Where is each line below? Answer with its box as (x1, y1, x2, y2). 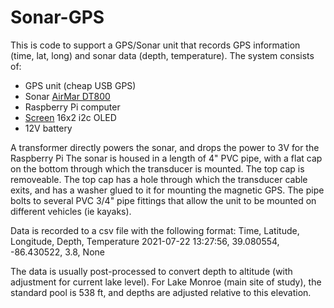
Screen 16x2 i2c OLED (24, 111, 117, 123)
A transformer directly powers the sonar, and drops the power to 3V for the (10, 141, 320, 153)
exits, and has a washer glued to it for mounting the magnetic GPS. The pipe (10, 184, 325, 196)
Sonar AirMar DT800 (24, 90, 111, 102)
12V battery (24, 122, 73, 134)
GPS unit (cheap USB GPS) (24, 79, 137, 91)
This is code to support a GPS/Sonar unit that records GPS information (10, 39, 301, 51)
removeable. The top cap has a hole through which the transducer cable (10, 173, 308, 185)
